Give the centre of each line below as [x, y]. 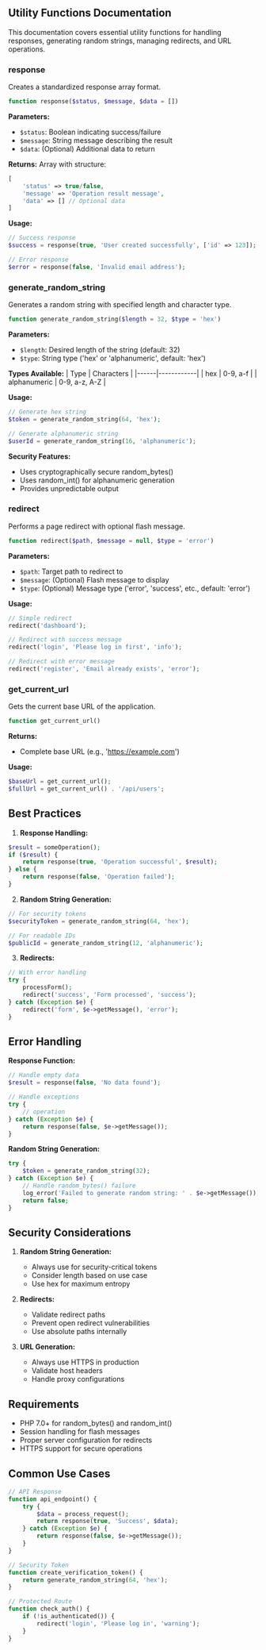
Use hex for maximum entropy [81, 1284]
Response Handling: [54, 833]
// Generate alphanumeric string [63, 433]
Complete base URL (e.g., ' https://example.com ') [99, 752]
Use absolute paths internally [79, 1332]
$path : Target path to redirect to [71, 571]
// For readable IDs [42, 936]
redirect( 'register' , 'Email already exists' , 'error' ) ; [104, 669]
